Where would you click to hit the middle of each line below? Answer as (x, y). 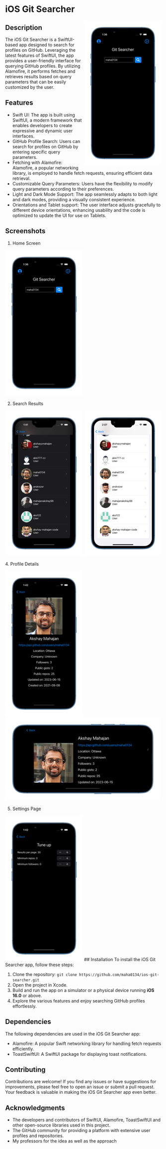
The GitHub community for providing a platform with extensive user (81, 1131)
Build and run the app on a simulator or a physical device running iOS (83, 990)
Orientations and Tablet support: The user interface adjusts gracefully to (86, 205)
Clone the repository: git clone (44, 974)
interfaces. (23, 136)
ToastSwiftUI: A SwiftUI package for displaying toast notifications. (80, 1054)
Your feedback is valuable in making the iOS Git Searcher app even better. (81, 1092)
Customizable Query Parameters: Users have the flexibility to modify (83, 183)
